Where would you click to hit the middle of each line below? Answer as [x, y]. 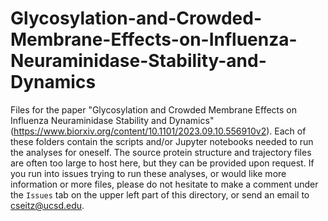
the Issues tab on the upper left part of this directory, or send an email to [160, 194]
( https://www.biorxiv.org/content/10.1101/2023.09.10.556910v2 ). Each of [158, 131]
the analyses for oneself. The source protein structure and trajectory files [161, 152]
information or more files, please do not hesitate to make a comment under [164, 184]
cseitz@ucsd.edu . [47, 205]
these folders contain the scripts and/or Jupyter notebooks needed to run [162, 141]
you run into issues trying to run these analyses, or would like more [148, 173]
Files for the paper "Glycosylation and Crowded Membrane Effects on [154, 109]
